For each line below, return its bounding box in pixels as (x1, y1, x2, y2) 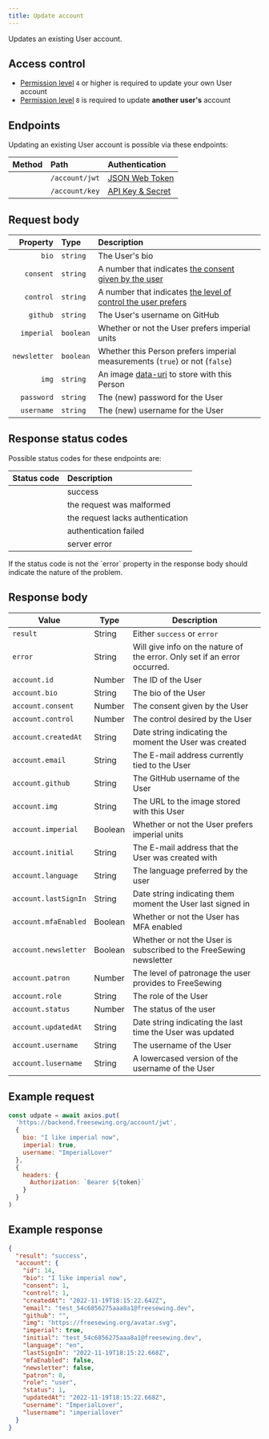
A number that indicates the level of (98, 287, 232, 298)
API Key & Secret (107, 185, 171, 197)
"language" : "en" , (22, 1342, 84, 1350)
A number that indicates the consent (98, 263, 235, 275)
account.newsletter (12, 945, 86, 954)
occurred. (132, 661, 170, 672)
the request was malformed (66, 499, 171, 510)
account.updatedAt (12, 1022, 82, 1032)
